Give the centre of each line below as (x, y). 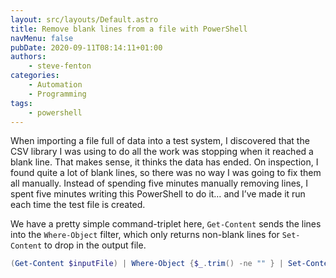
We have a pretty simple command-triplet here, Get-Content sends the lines (166, 224)
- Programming (57, 94)
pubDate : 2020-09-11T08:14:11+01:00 (86, 47)
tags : (21, 103)
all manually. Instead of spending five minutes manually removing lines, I (159, 183)
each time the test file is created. (78, 205)
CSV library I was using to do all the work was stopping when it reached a (162, 152)
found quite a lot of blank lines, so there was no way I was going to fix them (166, 173)
